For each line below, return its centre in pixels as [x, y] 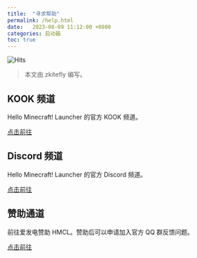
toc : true [22, 40]
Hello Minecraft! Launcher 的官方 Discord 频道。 [77, 174]
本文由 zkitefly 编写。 [55, 75]
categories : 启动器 [34, 33]
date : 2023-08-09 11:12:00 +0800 [59, 27]
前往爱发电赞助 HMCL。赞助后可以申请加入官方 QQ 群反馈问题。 [101, 232]
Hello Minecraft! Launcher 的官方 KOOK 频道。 [75, 117]
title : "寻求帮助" [34, 14]
